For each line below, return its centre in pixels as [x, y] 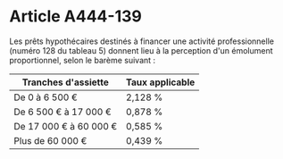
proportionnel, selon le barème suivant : [83, 60]
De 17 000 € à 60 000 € [66, 126]
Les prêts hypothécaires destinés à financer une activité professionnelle [142, 41]
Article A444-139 [76, 17]
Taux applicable [161, 82]
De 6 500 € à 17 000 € [62, 112]
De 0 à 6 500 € [46, 97]
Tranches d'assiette [65, 82]
